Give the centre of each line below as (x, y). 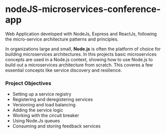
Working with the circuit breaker (46, 115)
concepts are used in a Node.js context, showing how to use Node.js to (79, 59)
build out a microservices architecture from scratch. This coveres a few (79, 65)
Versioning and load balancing (44, 105)
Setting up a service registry (42, 94)
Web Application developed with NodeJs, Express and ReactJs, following (81, 34)
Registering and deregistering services (53, 99)
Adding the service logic (38, 110)
